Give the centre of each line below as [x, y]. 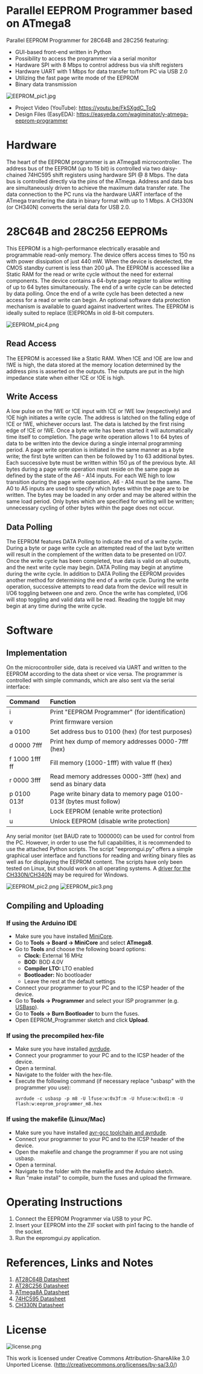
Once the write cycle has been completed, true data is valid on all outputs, [99, 561]
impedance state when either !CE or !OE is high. [66, 377]
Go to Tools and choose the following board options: [80, 949]
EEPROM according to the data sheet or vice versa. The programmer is [95, 674]
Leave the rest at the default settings [70, 981]
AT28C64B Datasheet [42, 1279]
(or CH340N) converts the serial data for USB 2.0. [68, 207]
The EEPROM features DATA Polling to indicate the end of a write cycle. [95, 542]
